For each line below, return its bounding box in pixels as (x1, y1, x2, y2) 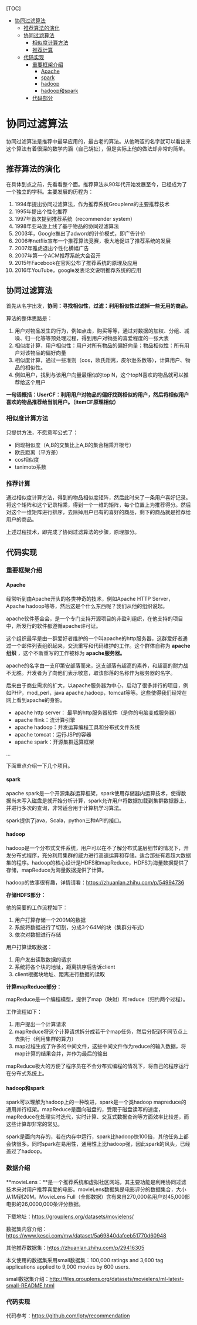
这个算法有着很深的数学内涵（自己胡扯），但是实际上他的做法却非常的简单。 (6, 145, 189, 152)
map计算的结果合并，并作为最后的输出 (14, 1050, 108, 1057)
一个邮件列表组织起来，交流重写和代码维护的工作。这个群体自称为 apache (11, 642, 191, 649)
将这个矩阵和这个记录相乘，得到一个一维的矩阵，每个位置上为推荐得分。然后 (6, 502, 191, 509)
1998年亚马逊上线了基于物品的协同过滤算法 (14, 223, 119, 230)
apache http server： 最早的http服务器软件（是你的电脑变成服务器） (14, 709, 180, 716)
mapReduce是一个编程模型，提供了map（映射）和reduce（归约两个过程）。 (6, 996, 189, 1003)
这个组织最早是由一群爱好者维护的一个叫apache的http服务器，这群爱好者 (6, 634, 183, 642)
